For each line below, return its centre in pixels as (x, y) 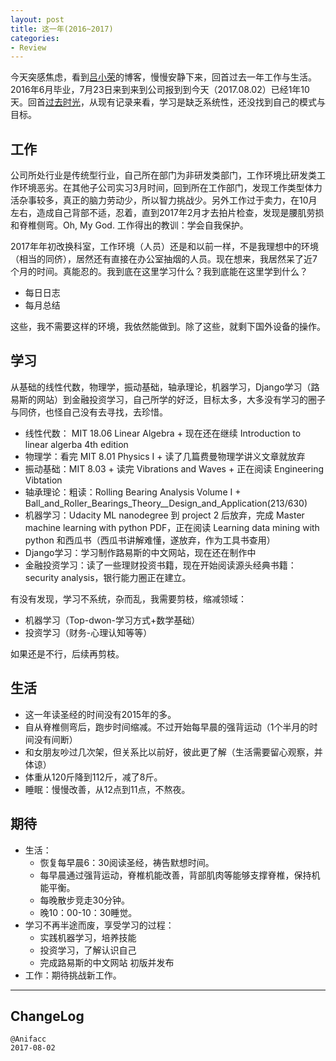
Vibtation (43, 480)
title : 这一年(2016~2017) (62, 29)
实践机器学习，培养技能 (88, 937)
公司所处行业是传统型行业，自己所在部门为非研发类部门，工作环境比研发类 (163, 175)
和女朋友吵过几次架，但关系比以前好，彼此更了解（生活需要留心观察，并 (173, 752)
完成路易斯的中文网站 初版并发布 (107, 962)
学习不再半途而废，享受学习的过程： (99, 925)
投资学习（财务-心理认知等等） (88, 632)
